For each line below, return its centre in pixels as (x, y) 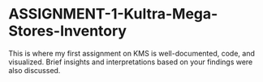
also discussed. (34, 70)
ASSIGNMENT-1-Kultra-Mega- (113, 14)
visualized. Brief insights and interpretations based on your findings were (131, 62)
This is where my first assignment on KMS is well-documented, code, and (132, 53)
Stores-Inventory (68, 31)
